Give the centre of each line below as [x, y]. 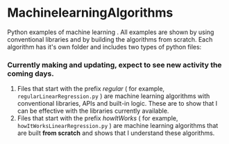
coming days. [31, 73]
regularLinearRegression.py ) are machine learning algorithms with [113, 96]
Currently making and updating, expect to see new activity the [114, 65]
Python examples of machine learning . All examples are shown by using [111, 32]
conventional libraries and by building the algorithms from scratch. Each [110, 39]
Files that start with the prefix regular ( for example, [91, 89]
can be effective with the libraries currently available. [93, 111]
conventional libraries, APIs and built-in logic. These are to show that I [117, 104]
